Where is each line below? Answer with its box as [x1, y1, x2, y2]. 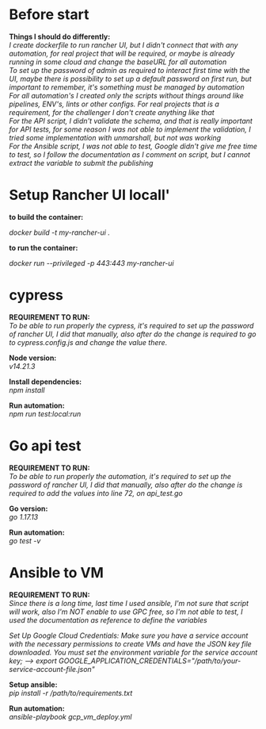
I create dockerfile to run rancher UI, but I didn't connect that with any [9, 40, 238, 49]
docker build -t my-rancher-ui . [9, 228, 110, 237]
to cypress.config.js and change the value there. [9, 337, 168, 347]
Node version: [9, 353, 57, 363]
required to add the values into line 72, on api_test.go [9, 488, 183, 497]
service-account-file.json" [9, 664, 96, 673]
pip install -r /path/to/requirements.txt [9, 688, 133, 697]
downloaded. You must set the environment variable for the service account [9, 647, 258, 657]
